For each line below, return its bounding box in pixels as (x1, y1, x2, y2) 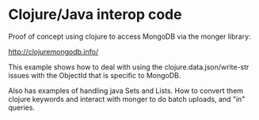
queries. (8, 103, 36, 112)
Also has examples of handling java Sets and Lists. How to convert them (8, 85, 244, 96)
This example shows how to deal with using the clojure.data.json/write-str (8, 62, 249, 72)
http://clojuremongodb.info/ (8, 47, 99, 56)
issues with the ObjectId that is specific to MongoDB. (8, 70, 181, 80)
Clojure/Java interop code (8, 6, 182, 24)
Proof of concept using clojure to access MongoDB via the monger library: (8, 32, 251, 41)
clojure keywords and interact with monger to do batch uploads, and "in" (8, 94, 246, 103)
